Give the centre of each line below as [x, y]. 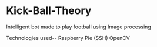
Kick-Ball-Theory [49, 11]
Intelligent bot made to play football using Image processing [78, 27]
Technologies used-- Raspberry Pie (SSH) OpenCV [68, 38]
